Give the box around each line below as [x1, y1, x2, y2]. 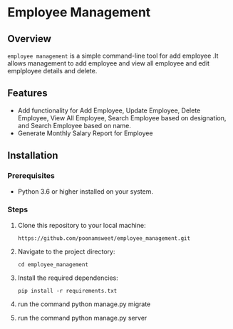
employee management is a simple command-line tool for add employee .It [7, 51, 219, 60]
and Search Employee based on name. [17, 121, 132, 130]
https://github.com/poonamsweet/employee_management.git [17, 234, 191, 242]
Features [7, 87, 48, 100]
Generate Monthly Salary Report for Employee [17, 129, 153, 137]
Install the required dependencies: [17, 273, 119, 282]
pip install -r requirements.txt [17, 287, 118, 294]
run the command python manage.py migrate [17, 300, 151, 308]
